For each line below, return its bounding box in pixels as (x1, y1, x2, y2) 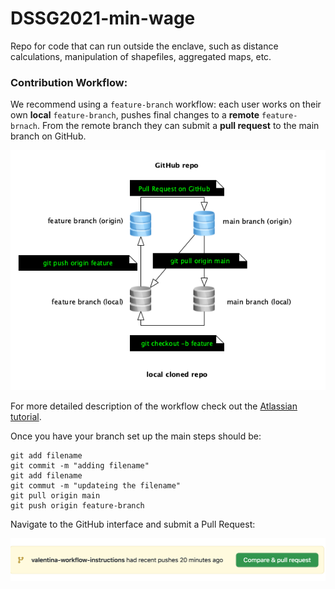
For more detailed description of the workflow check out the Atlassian (10, 400, 298, 412)
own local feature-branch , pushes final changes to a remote (10, 109, 260, 121)
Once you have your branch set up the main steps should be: (10, 430, 262, 442)
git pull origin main (10, 490, 101, 501)
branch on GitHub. (10, 130, 87, 142)
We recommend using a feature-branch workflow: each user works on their (10, 98, 322, 111)
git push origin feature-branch (10, 500, 145, 511)
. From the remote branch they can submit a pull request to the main (36, 120, 320, 132)
